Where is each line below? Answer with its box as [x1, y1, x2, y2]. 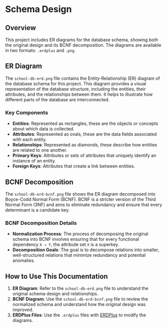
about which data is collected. [12, 126, 74, 132]
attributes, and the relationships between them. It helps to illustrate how [5, 91, 153, 97]
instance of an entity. [12, 158, 56, 164]
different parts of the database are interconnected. [5, 96, 110, 102]
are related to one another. [12, 147, 67, 153]
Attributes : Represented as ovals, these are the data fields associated [12, 131, 157, 137]
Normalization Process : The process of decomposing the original [12, 231, 148, 237]
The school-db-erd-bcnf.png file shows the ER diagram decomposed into [5, 191, 156, 197]
